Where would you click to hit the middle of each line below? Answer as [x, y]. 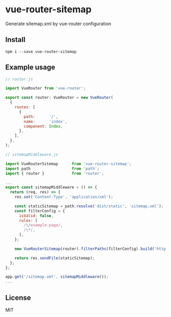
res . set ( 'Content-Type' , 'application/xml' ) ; [64, 197]
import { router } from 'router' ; [55, 173]
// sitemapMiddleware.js [32, 154]
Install [15, 40]
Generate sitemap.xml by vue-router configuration [58, 24]
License [18, 298]
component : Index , [43, 126]
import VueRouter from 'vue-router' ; [46, 88]
